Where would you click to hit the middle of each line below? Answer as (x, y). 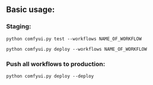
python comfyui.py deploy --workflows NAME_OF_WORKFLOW (76, 49)
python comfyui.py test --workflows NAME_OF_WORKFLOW (74, 39)
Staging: (19, 27)
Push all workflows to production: (56, 64)
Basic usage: (31, 10)
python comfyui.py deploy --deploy (50, 76)
